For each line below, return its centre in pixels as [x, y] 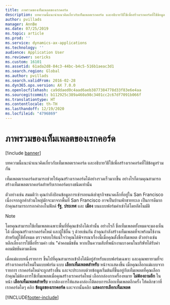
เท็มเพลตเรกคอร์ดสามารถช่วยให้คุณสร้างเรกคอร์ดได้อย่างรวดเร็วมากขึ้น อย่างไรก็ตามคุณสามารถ [83, 178]
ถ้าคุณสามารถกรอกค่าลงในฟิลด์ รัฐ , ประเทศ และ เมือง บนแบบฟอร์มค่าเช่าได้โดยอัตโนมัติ [78, 206]
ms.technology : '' [25, 48]
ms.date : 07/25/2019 [27, 29]
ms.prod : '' [18, 39]
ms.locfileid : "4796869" [31, 114]
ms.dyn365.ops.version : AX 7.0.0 [40, 85]
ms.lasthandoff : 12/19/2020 [35, 109]
